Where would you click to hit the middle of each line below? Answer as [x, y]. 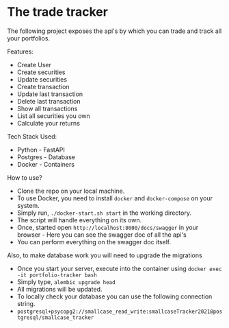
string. [26, 303]
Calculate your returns [49, 123]
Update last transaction [50, 94]
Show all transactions [47, 108]
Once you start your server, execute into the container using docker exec [119, 268]
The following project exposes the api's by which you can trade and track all [114, 31]
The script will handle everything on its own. [79, 220]
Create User [34, 65]
